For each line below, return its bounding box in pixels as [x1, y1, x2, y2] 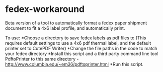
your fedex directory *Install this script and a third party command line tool [5, 51, 159, 57]
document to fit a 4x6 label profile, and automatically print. [5, 25, 125, 31]
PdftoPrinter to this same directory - [5, 56, 79, 62]
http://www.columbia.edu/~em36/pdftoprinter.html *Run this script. [5, 61, 144, 67]
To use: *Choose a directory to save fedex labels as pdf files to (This [5, 35, 147, 41]
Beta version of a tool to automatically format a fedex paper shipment [5, 20, 148, 26]
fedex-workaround [5, 3, 85, 15]
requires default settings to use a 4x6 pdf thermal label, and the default [5, 40, 152, 46]
